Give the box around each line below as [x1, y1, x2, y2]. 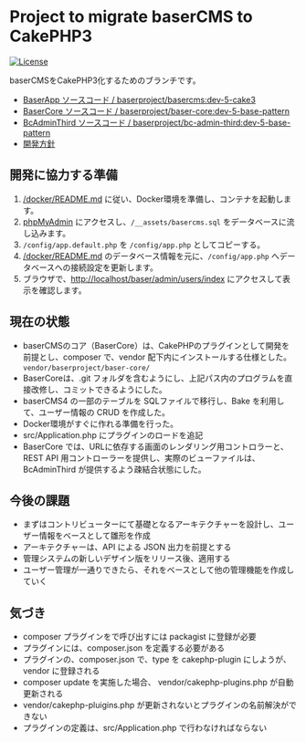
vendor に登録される [22, 665, 100, 676]
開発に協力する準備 [9, 167, 118, 183]
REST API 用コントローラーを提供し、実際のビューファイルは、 [22, 452, 260, 463]
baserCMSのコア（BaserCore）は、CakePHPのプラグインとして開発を [22, 340, 290, 350]
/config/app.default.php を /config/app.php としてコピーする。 [22, 239, 266, 250]
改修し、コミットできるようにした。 [30, 383, 167, 394]
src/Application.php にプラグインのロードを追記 [22, 429, 204, 440]
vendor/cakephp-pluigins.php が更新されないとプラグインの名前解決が [22, 700, 290, 711]
